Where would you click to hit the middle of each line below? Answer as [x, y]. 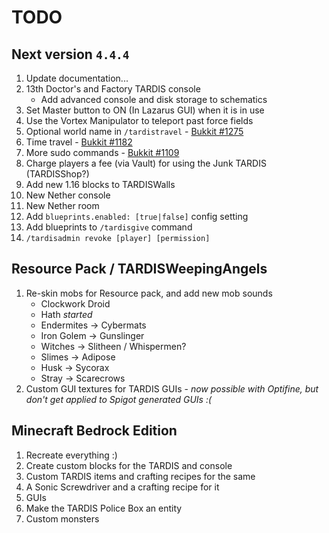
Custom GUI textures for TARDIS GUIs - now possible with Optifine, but [172, 388]
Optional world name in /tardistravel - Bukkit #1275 [134, 131]
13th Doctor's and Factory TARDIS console [113, 89]
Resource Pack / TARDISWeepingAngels [139, 269]
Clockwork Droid [75, 303]
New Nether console [68, 195]
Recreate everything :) [71, 455]
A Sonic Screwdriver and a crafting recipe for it [122, 487]
